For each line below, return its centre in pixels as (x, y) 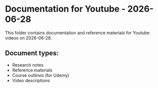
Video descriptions (31, 80)
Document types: (32, 53)
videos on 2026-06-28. (28, 38)
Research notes (28, 65)
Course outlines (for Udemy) (41, 75)
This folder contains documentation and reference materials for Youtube (77, 33)
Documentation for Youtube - (65, 9)
